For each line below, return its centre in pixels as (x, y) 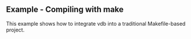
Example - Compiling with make (65, 10)
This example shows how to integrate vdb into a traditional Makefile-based (96, 23)
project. (15, 30)
